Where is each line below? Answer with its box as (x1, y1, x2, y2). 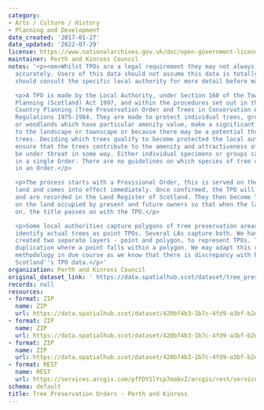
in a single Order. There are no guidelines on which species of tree (15, 157, 251, 165)
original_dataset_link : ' (8, 273, 93, 281)
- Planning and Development (8, 26, 101, 34)
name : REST (15, 368, 51, 376)
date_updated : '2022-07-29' (8, 41, 101, 49)
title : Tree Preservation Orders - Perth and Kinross (8, 390, 189, 397)
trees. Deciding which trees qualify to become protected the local (15, 135, 244, 143)
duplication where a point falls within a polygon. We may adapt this (15, 244, 251, 252)
